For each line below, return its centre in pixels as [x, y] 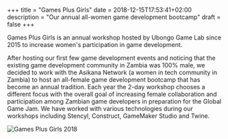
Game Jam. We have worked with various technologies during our [100, 109]
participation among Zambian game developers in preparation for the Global [114, 101]
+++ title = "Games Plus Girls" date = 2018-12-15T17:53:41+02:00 [100, 10]
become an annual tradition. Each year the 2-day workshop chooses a [106, 87]
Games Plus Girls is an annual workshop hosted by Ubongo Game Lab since [114, 37]
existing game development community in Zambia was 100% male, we [106, 65]
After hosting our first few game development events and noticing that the [111, 58]
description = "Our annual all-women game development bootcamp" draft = [114, 17]
